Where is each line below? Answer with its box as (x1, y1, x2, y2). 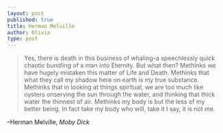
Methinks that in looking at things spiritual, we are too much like (23, 83, 204, 91)
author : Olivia (7, 29, 51, 36)
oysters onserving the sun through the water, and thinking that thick (23, 90, 215, 99)
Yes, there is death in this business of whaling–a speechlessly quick (23, 54, 215, 62)
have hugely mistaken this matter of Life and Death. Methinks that (23, 69, 210, 77)
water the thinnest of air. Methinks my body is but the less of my (23, 98, 205, 106)
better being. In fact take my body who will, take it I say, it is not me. (23, 105, 215, 113)
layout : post (7, 10, 44, 17)
